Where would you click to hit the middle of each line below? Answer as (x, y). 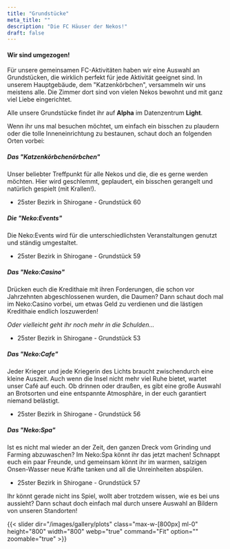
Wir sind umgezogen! (39, 55)
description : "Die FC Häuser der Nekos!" (67, 26)
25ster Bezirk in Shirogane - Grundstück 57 (79, 483)
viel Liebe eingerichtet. (40, 99)
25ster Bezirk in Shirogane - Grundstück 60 (79, 202)
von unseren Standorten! (42, 511)
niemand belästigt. (33, 401)
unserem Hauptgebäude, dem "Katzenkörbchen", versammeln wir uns (107, 85)
